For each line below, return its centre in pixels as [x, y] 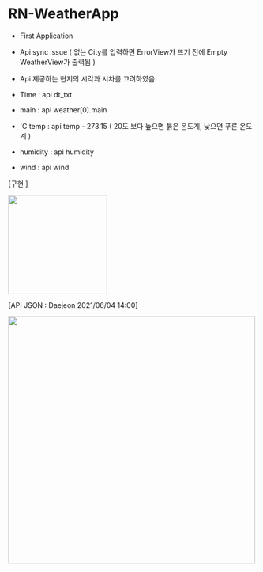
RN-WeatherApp [64, 14]
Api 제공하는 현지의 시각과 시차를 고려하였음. [88, 78]
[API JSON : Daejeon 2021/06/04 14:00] [73, 305]
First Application [46, 36]
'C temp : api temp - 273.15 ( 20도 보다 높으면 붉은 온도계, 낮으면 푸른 [129, 126]
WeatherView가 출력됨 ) [58, 62]
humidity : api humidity [57, 152]
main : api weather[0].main [63, 110]
